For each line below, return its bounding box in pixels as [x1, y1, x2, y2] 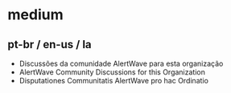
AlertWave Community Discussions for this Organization [19, 67, 206, 77]
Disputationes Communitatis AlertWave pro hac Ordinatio [19, 76, 208, 85]
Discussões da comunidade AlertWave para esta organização [19, 59, 224, 68]
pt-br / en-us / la [7, 38, 92, 51]
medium [7, 6, 64, 24]
